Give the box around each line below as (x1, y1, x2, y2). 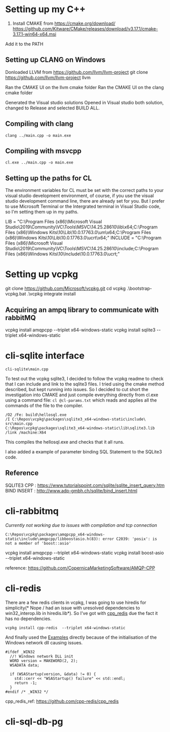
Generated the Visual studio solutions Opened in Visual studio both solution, (5, 99, 164, 105)
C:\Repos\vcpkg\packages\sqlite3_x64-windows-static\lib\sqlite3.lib (5, 426, 155, 431)
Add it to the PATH (5, 41, 44, 47)
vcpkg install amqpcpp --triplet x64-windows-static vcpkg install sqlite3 (5, 327, 156, 333)
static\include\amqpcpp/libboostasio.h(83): (5, 536, 101, 542)
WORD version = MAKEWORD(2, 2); (10, 658, 78, 663)
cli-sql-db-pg (5, 716, 63, 727)
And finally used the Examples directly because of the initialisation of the (5, 634, 157, 640)
